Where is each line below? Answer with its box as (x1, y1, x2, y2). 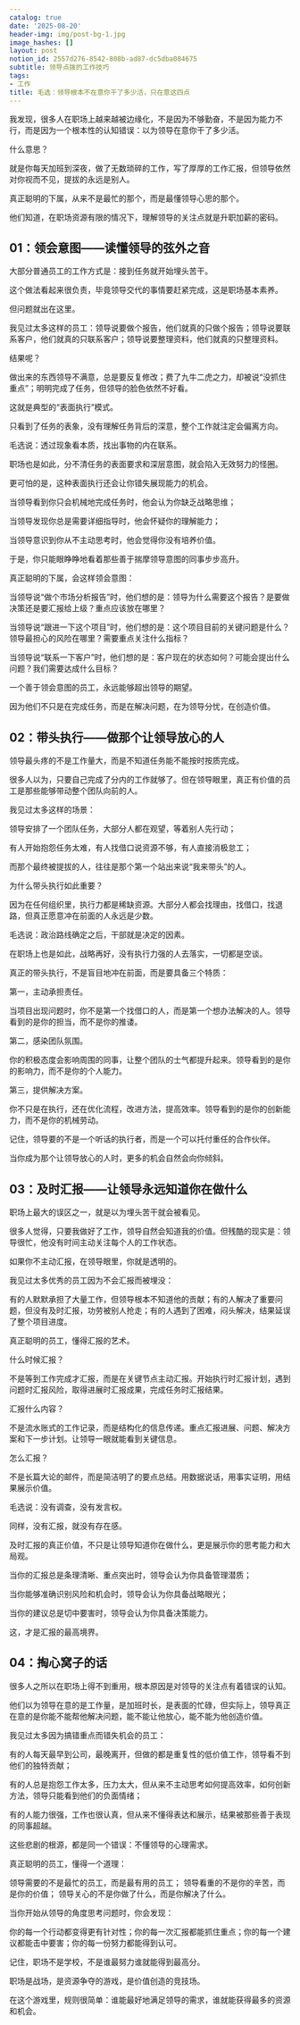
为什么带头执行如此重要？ (9, 881, 104, 891)
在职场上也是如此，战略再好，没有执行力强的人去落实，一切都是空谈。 (9, 949, 268, 959)
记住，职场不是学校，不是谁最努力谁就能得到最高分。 (9, 1956, 205, 1967)
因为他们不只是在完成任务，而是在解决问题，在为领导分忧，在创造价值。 (9, 701, 275, 712)
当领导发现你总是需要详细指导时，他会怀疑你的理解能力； (9, 515, 221, 527)
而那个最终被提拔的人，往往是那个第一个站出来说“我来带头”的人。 (9, 861, 252, 872)
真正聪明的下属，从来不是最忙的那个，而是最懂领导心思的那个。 (9, 193, 244, 204)
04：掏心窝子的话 (9, 1655, 108, 1670)
